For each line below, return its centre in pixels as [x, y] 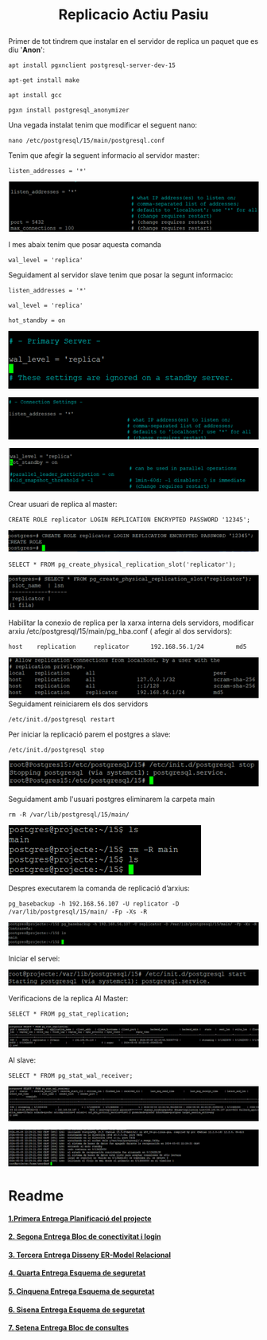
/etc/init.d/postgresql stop [56, 750]
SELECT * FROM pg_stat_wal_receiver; [71, 1076]
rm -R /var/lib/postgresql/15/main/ [69, 815]
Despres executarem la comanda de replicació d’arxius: [99, 888]
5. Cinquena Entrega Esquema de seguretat [81, 1291]
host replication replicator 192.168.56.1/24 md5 [128, 647]
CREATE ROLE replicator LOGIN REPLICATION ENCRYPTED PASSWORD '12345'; [129, 520]
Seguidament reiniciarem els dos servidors [78, 704]
